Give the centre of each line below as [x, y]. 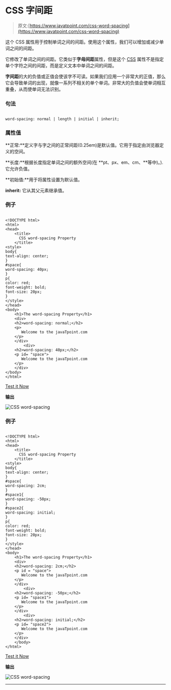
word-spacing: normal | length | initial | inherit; [62, 119]
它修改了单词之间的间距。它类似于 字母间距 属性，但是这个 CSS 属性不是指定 [85, 59]
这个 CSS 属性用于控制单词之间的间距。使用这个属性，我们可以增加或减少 [82, 42]
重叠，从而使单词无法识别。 [34, 89]
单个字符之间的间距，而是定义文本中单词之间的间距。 [61, 65]
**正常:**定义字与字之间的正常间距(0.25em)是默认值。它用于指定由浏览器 [82, 145]
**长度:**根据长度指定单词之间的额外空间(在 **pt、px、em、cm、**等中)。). [84, 162]
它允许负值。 [19, 169]
